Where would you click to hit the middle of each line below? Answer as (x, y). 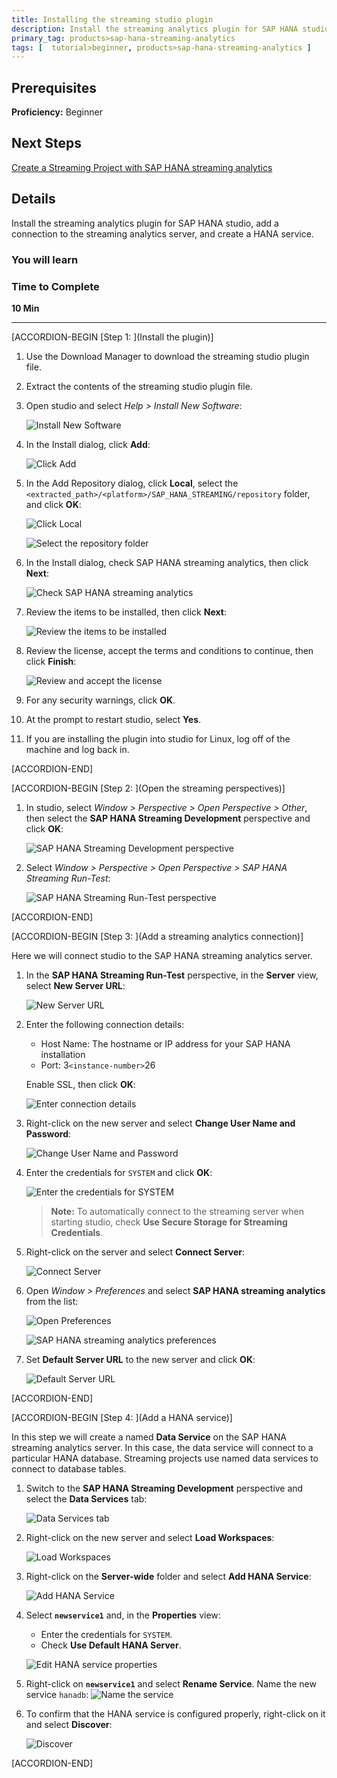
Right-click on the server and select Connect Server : (135, 1252)
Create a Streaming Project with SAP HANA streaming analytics (142, 167)
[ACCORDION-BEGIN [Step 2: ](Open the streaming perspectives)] (148, 788)
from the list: (52, 1301)
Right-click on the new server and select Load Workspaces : (150, 1537)
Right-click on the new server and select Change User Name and (160, 1123)
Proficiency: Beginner (57, 112)
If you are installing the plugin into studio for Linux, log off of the (158, 738)
